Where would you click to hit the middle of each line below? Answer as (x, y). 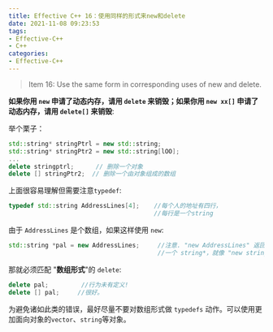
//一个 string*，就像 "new (200, 252)
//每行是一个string (184, 213)
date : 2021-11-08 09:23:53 (54, 24)
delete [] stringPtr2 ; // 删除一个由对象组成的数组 (92, 174)
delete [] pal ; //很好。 (56, 292)
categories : (28, 54)
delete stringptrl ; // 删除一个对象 (76, 166)
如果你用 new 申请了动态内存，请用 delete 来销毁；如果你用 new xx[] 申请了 (133, 101)
